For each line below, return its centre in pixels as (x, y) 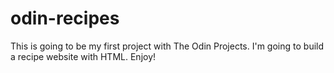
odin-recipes (65, 18)
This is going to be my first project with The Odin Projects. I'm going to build (167, 46)
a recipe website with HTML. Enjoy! (83, 56)
